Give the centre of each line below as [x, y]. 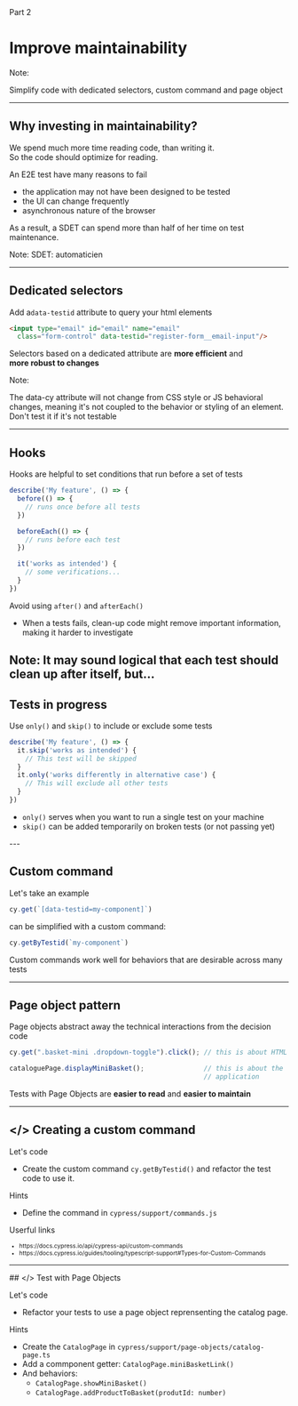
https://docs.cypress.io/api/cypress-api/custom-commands [101, 1246]
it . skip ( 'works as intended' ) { [77, 750]
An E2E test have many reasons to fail [78, 174]
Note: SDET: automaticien [56, 254]
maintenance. [34, 237]
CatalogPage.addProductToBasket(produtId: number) [131, 1393]
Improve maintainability [98, 48]
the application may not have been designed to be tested [126, 191]
